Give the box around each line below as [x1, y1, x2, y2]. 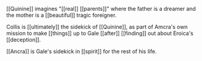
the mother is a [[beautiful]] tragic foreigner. [6, 11, 117, 19]
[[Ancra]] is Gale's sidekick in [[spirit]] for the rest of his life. [6, 48, 157, 55]
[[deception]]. [6, 36, 41, 43]
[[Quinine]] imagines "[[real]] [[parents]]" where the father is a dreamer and [6, 5, 196, 12]
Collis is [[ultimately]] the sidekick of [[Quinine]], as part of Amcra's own [6, 24, 188, 30]
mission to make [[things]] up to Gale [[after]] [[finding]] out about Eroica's [6, 30, 193, 37]
